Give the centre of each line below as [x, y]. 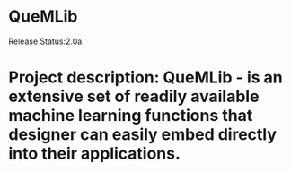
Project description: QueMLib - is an [146, 77]
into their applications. [95, 154]
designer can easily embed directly [143, 135]
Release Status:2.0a [45, 41]
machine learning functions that [131, 116]
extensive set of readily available [134, 97]
